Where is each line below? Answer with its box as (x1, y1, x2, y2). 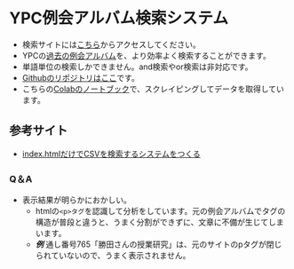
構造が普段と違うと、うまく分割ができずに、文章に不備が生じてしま (35, 217, 284, 227)
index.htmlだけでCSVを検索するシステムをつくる (21, 148, 202, 159)
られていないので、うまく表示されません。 (35, 250, 191, 261)
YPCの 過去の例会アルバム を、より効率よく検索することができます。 (21, 50, 271, 60)
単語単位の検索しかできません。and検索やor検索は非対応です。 (21, 61, 253, 72)
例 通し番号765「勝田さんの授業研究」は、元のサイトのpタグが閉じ (35, 239, 282, 249)
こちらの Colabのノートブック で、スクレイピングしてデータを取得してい (21, 83, 284, 94)
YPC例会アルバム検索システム (9, 8, 229, 28)
